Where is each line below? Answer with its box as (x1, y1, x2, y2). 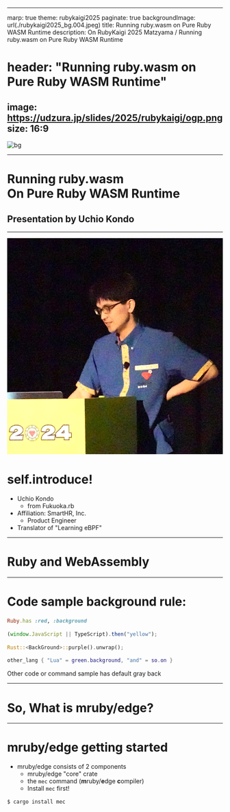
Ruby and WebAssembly (7, 554, 150, 570)
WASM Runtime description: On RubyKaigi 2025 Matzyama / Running (7, 28, 202, 36)
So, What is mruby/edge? (7, 700, 154, 715)
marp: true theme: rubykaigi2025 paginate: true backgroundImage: (7, 14, 196, 21)
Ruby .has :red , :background (7, 617, 88, 624)
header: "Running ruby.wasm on (7, 60, 196, 75)
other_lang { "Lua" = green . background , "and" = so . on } (7, 657, 173, 664)
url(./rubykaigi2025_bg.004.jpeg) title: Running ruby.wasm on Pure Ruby (7, 21, 212, 29)
